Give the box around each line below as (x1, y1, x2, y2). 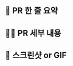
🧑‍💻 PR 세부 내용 (5, 28, 61, 38)
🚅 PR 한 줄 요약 (5, 5, 58, 16)
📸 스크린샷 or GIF (5, 50, 67, 61)
